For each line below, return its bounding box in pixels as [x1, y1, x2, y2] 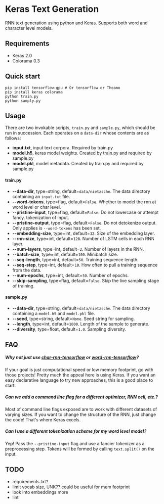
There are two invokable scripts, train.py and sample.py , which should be [5, 125, 156, 131]
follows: [5, 135, 21, 141]
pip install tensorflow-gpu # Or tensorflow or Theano [5, 85, 121, 90]
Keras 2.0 [12, 52, 32, 58]
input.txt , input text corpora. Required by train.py [12, 145, 113, 151]
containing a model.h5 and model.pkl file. [12, 310, 95, 316]
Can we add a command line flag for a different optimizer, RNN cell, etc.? [5, 394, 158, 400]
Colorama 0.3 [12, 58, 41, 64]
